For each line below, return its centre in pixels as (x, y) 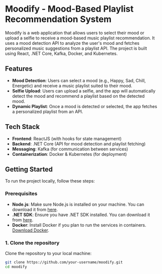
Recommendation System (58, 19)
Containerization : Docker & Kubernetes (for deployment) (70, 154)
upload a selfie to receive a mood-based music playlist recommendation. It (80, 38)
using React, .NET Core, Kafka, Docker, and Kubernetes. (62, 53)
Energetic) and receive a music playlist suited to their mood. (72, 86)
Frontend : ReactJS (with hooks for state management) (67, 138)
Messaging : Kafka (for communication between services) (70, 149)
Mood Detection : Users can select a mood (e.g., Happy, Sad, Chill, (79, 80)
